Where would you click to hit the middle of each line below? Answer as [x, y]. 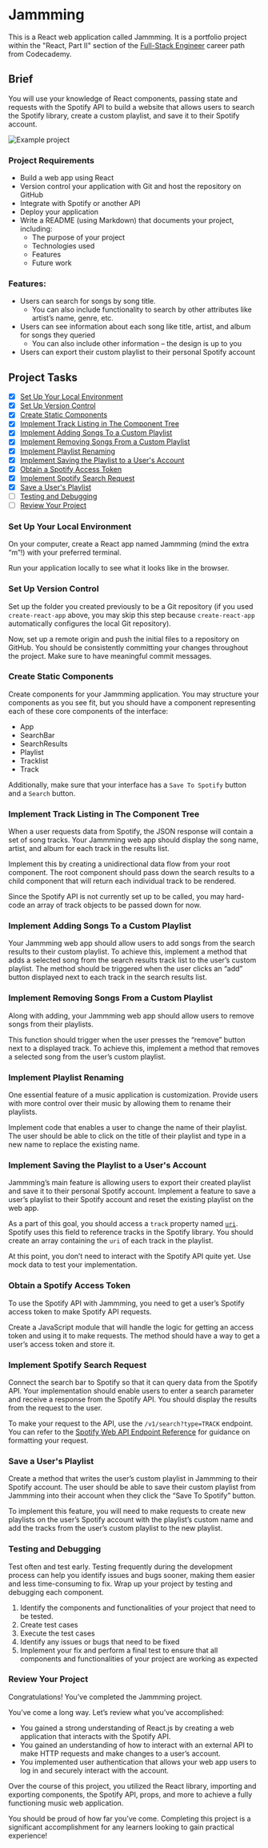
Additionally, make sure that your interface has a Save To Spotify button [127, 785]
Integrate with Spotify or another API [80, 204]
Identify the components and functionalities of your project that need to [138, 1608]
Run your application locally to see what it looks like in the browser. [119, 568]
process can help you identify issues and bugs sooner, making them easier [132, 1575]
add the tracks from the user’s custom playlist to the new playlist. [116, 1528]
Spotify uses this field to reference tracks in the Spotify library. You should [131, 1233]
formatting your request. [48, 1440]
